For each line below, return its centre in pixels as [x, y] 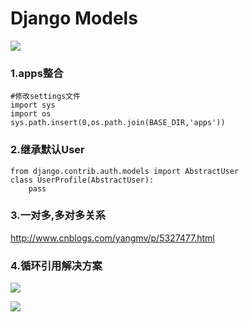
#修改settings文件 [45, 97]
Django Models [74, 18]
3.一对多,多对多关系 [58, 215]
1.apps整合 [37, 73]
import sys [33, 105]
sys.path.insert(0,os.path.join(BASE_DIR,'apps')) [118, 123]
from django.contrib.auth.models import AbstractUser [125, 171]
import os [31, 114]
